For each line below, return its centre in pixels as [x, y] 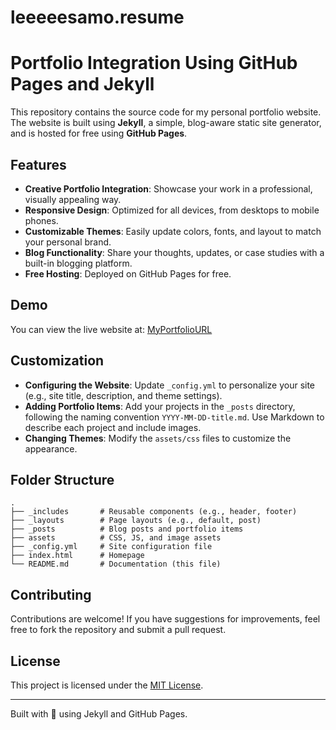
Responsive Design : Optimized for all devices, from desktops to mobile [172, 210]
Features [38, 164]
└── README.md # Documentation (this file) [116, 564]
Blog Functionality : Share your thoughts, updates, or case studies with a [174, 252]
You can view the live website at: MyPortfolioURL [111, 329]
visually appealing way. [73, 199]
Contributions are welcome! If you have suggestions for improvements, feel [165, 619]
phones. [41, 220]
